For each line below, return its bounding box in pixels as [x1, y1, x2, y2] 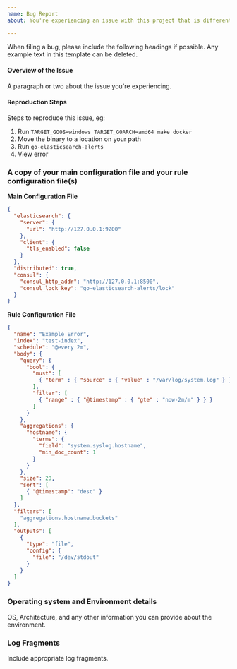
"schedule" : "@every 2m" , [13, 344, 90, 351]
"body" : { [13, 350, 42, 357]
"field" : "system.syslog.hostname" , [38, 442, 147, 450]
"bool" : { [25, 363, 55, 370]
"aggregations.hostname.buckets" [20, 514, 119, 522]
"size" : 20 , [20, 475, 55, 482]
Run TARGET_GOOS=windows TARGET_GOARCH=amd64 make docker [17, 127, 193, 135]
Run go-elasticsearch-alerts [17, 142, 104, 150]
